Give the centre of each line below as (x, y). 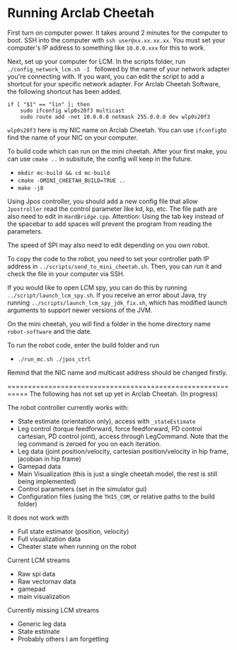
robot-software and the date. (50, 331)
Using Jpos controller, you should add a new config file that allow (103, 201)
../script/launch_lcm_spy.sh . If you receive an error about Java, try (107, 295)
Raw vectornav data (47, 581)
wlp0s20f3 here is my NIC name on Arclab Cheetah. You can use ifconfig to (117, 130)
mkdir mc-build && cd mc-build (64, 173)
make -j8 (30, 188)
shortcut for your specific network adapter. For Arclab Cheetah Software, (114, 84)
